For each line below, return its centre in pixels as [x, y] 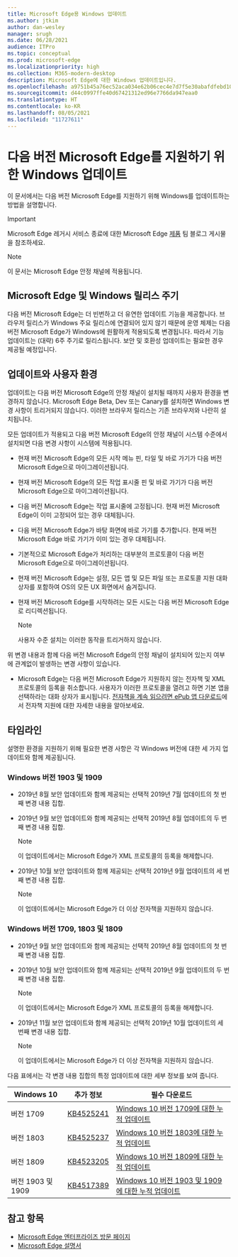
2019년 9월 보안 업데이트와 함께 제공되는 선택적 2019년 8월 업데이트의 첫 [118, 946]
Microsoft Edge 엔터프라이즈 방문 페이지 [74, 1237]
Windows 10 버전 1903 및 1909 [169, 1180]
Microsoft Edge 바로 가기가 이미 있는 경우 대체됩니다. [92, 539]
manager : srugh [30, 34]
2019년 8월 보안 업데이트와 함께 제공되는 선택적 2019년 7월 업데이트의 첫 [118, 794]
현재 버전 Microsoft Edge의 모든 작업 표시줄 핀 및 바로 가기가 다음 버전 [115, 482]
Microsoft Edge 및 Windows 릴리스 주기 [93, 295]
